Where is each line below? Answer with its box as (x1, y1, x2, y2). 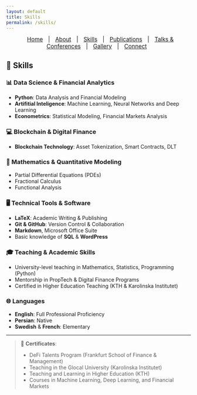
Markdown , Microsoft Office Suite (14, 227, 98, 234)
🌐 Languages (6, 297, 45, 306)
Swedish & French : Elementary (14, 323, 90, 330)
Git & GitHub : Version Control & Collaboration (14, 220, 124, 227)
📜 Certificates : (20, 340, 57, 347)
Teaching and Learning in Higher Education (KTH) (29, 370, 150, 377)
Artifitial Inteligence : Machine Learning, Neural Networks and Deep (14, 101, 180, 108)
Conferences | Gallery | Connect (46, 42, 147, 51)
